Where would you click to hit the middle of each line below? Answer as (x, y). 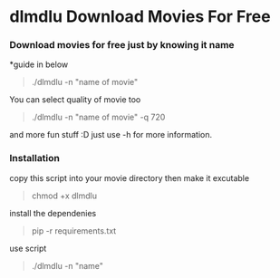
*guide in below (39, 64)
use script (28, 248)
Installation (35, 158)
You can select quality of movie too (75, 100)
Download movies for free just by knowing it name (122, 45)
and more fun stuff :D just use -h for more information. (111, 135)
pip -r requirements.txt (74, 230)
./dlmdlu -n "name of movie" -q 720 (98, 117)
